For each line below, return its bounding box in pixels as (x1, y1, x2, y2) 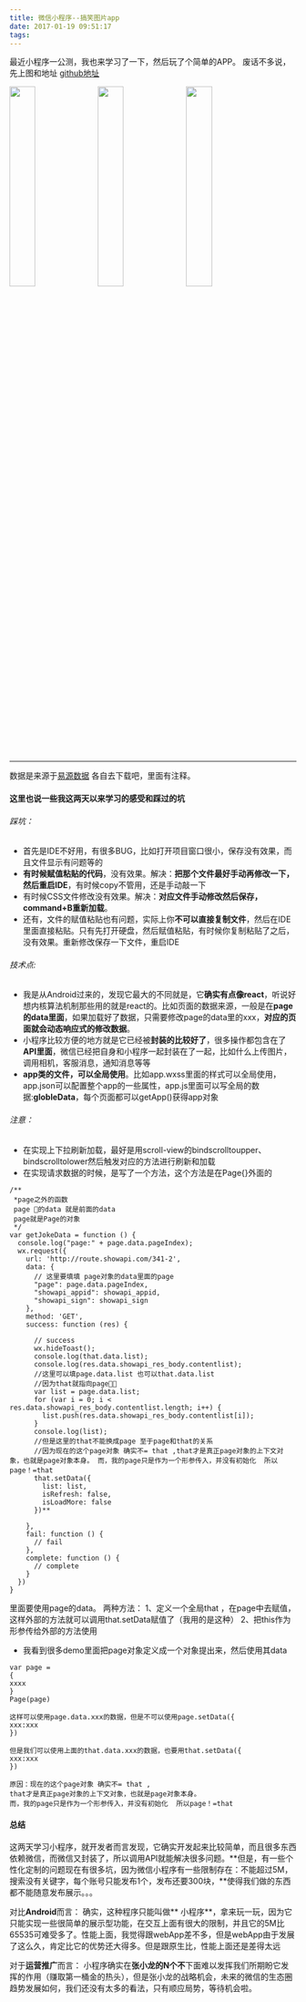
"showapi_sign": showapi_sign (33, 1295, 148, 1305)
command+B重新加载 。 (22, 903, 113, 913)
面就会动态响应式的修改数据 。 (22, 1023, 135, 1035)
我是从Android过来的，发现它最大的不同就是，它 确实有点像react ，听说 (22, 989, 289, 1000)
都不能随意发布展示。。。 (9, 1886, 97, 1897)
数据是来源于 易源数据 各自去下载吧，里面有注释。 (9, 770, 196, 781)
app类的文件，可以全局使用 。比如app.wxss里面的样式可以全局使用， (22, 1068, 281, 1080)
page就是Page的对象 (13, 1214, 80, 1223)
